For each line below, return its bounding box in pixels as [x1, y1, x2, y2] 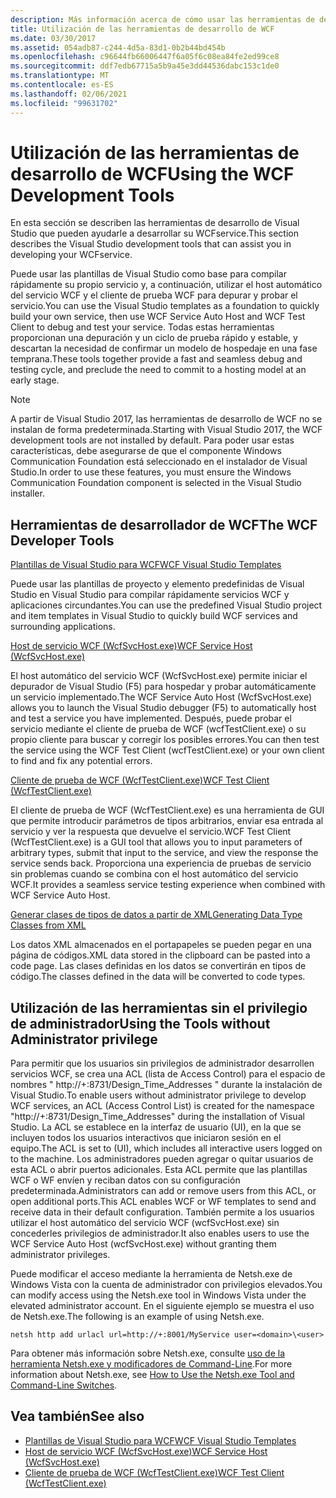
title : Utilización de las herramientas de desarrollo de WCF [10, 24, 275, 34]
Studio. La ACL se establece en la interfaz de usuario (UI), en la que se [10, 1121, 302, 1133]
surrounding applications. [10, 621, 116, 633]
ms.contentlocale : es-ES [10, 80, 114, 90]
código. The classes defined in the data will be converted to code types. [10, 971, 306, 983]
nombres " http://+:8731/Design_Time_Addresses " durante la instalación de [10, 1079, 323, 1091]
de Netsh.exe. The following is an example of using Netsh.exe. [10, 1311, 265, 1323]
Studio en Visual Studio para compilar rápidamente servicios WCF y [10, 589, 290, 601]
